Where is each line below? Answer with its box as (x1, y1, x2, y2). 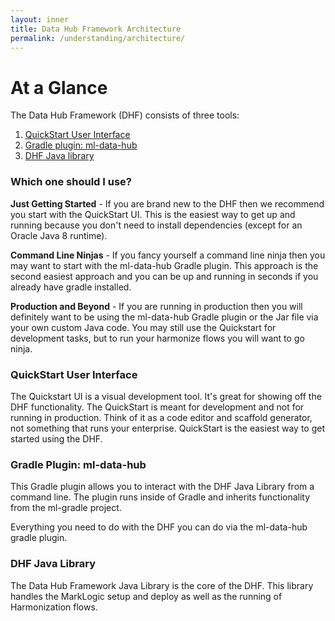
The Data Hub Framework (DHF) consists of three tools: (10, 109, 240, 121)
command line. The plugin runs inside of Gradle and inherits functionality (10, 491, 311, 503)
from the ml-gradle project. (10, 502, 122, 514)
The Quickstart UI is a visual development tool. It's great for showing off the (10, 390, 322, 402)
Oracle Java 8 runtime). (10, 229, 108, 241)
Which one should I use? (10, 175, 133, 189)
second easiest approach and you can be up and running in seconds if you (10, 270, 319, 282)
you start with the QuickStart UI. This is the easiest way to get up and (10, 208, 296, 220)
